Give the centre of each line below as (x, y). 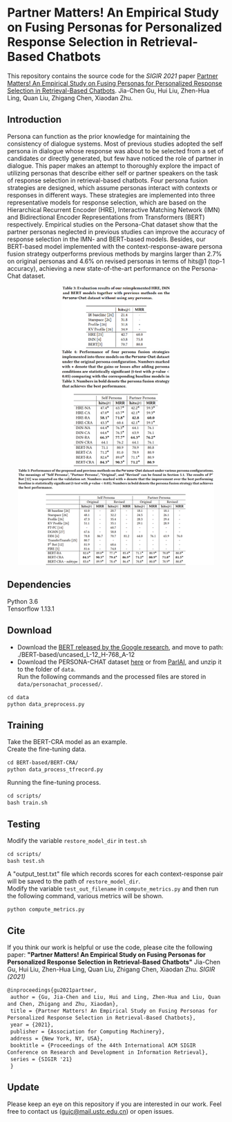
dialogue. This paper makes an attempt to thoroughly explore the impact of (114, 165)
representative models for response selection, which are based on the (107, 202)
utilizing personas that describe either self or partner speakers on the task (113, 173)
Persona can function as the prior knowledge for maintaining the (99, 136)
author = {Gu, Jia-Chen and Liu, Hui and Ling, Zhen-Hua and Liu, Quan (115, 997)
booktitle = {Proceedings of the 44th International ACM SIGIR (103, 1046)
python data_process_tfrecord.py (55, 770)
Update (23, 1087)
